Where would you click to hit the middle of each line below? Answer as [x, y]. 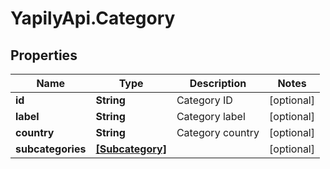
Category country [218, 132]
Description [218, 83]
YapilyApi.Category [93, 18]
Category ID [204, 100]
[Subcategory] [131, 149]
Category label [211, 116]
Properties [44, 55]
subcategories [51, 149]
